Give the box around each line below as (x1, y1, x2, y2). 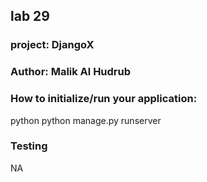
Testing (10, 139, 48, 153)
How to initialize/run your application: (10, 92, 198, 106)
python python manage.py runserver (10, 114, 162, 126)
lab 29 (10, 8, 50, 25)
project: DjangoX (10, 38, 95, 52)
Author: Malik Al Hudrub (10, 65, 132, 79)
